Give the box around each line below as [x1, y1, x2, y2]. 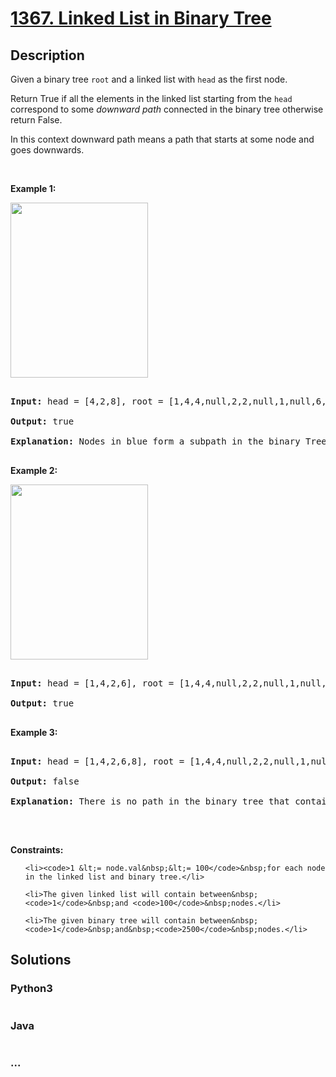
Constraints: [10, 844, 64, 856]
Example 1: [10, 183, 57, 194]
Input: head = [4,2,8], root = [10, 396, 164, 407]
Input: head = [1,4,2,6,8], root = [10, 756, 185, 767]
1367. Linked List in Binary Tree [10, 7, 272, 30]
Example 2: [10, 465, 58, 476]
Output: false [10, 776, 80, 787]
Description [10, 47, 85, 64]
